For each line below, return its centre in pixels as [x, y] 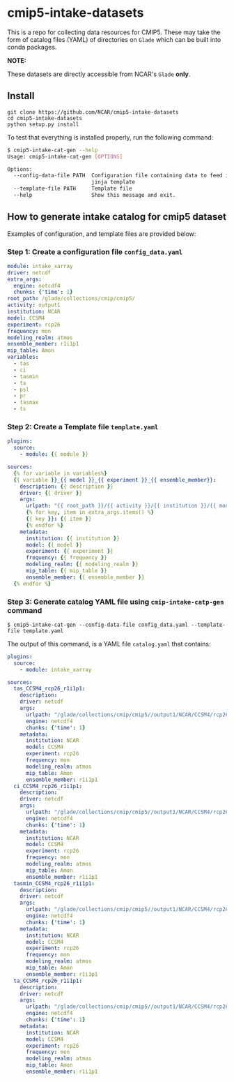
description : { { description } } [67, 487]
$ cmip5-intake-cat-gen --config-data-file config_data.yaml [98, 625]
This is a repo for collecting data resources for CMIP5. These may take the [114, 32]
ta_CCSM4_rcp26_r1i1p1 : [48, 981]
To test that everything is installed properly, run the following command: [110, 137]
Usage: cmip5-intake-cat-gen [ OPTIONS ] [65, 156]
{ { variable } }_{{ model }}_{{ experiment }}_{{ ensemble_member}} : [115, 480]
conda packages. [32, 47]
